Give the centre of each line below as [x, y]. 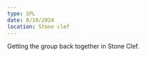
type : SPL [22, 14]
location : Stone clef [39, 26]
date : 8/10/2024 [31, 20]
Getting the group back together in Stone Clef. [73, 47]
